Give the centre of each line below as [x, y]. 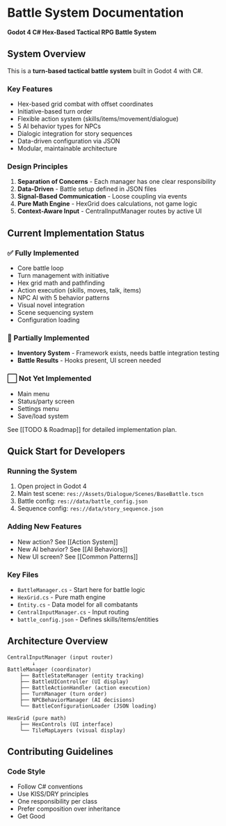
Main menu [33, 393]
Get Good [31, 816]
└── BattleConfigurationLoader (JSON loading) [88, 706]
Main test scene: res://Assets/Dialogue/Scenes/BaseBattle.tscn [110, 494]
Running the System [42, 471]
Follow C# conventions [50, 787]
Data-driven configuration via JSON [68, 141]
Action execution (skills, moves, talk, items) [79, 290]
